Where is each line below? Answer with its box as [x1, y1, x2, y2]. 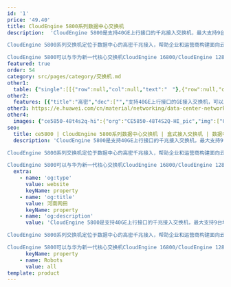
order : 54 [7, 67, 36, 73]
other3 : [7, 105, 30, 112]
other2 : [7, 92, 30, 100]
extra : [13, 168, 32, 175]
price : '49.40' [7, 16, 51, 23]
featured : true [7, 60, 51, 67]
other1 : [7, 80, 30, 87]
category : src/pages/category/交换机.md [7, 73, 122, 80]
